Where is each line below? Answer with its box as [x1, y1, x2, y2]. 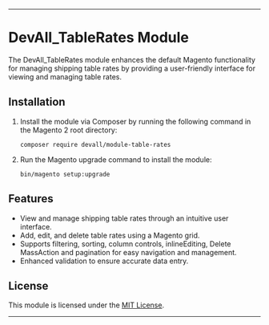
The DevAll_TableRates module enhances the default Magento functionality [8, 55, 256, 64]
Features [8, 192, 54, 205]
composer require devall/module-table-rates [19, 140, 171, 148]
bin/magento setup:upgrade [19, 170, 110, 178]
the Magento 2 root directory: [19, 125, 118, 135]
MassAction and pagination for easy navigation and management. [19, 247, 238, 257]
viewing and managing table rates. [8, 71, 122, 81]
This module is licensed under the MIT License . [8, 300, 165, 310]
